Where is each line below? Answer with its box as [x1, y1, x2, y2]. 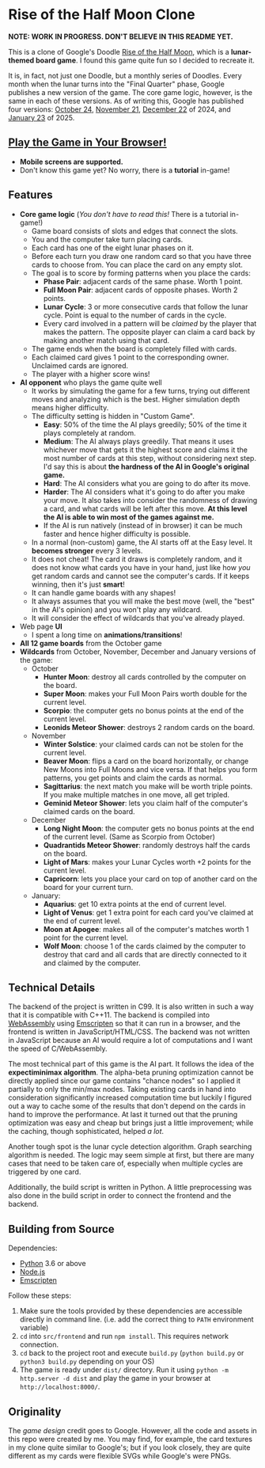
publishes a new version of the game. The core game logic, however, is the [8, 87, 253, 97]
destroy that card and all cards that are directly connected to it [43, 949, 248, 959]
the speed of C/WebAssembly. [8, 1044, 108, 1054]
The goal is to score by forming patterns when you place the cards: [31, 268, 252, 278]
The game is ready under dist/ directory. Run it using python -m [19, 1365, 229, 1375]
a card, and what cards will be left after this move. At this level [43, 504, 248, 513]
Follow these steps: [8, 1291, 71, 1300]
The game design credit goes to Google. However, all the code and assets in [8, 1426, 257, 1435]
